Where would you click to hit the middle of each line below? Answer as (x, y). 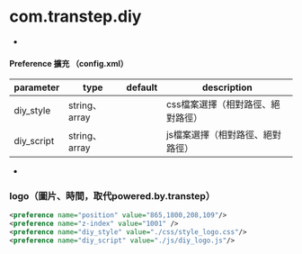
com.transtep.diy (75, 17)
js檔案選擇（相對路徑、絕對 (223, 135)
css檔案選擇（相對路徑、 (218, 104)
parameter (37, 87)
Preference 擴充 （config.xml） (69, 63)
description (227, 87)
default (142, 87)
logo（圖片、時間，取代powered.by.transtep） (112, 196)
